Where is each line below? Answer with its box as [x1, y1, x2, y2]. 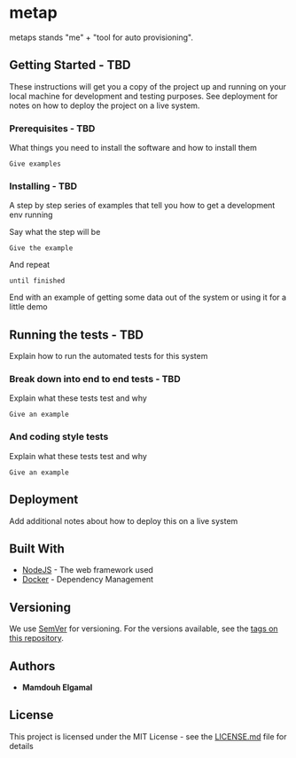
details [9, 740, 34, 751]
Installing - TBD [9, 180, 78, 192]
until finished [9, 277, 66, 285]
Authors [9, 659, 56, 674]
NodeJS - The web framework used [21, 565, 153, 575]
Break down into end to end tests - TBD [9, 373, 181, 386]
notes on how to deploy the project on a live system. [9, 100, 200, 111]
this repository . [9, 633, 65, 644]
